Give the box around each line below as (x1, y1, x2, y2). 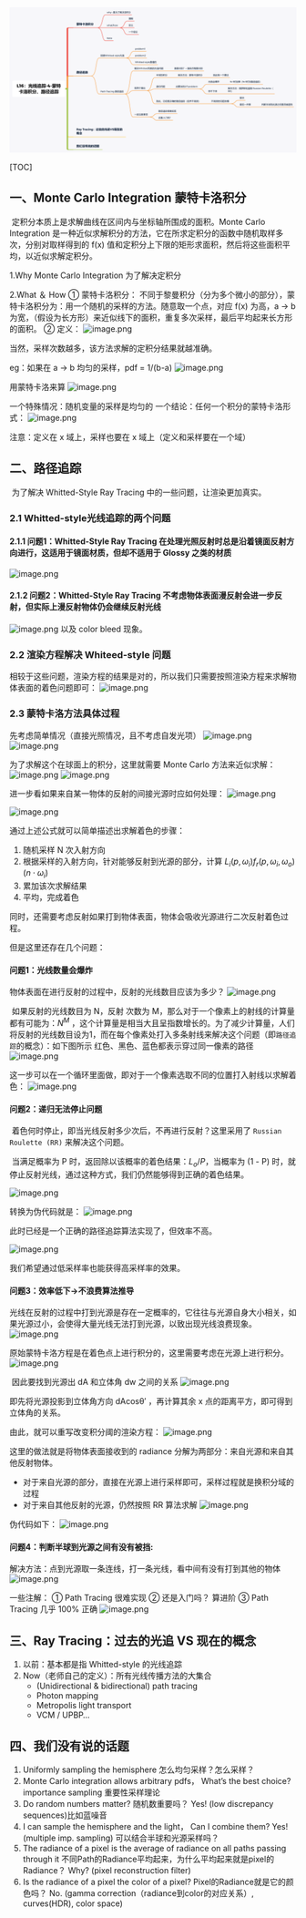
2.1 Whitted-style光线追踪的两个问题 (9, 511, 171, 524)
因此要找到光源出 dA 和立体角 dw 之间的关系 (11, 1377, 178, 1388)
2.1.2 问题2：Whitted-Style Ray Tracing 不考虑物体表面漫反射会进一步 (9, 590, 275, 601)
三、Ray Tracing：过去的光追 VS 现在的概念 (9, 1633, 257, 1648)
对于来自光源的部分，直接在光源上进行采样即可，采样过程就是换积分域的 (22, 1477, 294, 1488)
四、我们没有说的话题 (9, 1739, 129, 1754)
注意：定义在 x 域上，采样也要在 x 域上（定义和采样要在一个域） (9, 431, 251, 442)
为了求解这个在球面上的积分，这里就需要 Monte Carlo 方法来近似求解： (9, 759, 276, 770)
